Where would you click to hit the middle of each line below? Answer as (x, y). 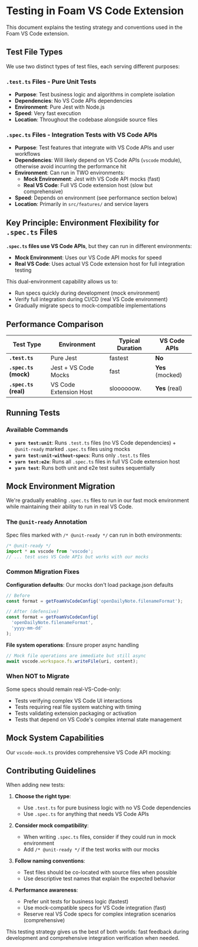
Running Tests (33, 413)
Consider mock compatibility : (52, 825)
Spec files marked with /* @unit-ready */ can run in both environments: (94, 535)
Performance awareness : (46, 890)
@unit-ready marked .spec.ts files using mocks (72, 449)
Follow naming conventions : (50, 861)
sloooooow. (126, 388)
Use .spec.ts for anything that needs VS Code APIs (86, 814)
